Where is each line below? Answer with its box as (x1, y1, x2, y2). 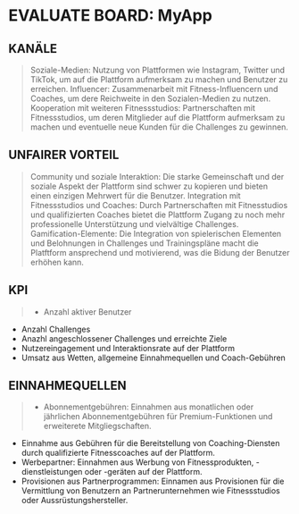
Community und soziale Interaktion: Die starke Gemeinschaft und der (29, 171, 285, 181)
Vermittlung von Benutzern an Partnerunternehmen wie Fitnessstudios (21, 485, 280, 496)
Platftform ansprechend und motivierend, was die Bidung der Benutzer (29, 247, 290, 257)
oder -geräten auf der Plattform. (84, 467, 203, 477)
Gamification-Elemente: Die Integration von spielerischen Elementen (29, 228, 282, 239)
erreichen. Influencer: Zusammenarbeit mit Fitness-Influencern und (29, 84, 278, 94)
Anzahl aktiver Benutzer (43, 306, 132, 317)
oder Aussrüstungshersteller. (21, 495, 129, 506)
